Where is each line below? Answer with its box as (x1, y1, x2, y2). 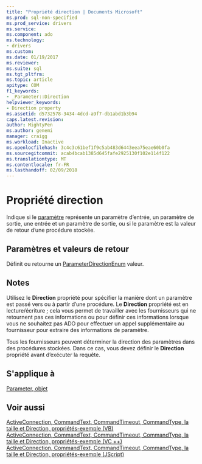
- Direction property (6, 105, 61, 111)
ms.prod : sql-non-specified (6, 15, 78, 21)
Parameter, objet (6, 384, 48, 392)
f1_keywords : (6, 88, 40, 94)
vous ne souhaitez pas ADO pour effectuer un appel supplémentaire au (6, 320, 184, 327)
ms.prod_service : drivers (6, 20, 72, 26)
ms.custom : (6, 49, 34, 55)
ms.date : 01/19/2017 (6, 54, 59, 60)
